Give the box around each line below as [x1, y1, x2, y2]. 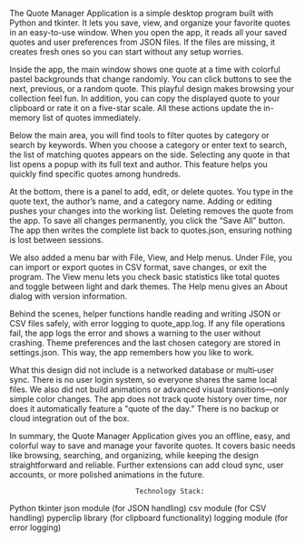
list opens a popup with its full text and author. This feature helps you [9, 159, 268, 169]
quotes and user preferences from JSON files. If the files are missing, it [9, 36, 275, 47]
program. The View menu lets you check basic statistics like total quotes [9, 272, 280, 282]
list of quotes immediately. [42, 113, 142, 123]
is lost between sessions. [9, 235, 104, 245]
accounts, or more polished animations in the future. [9, 469, 205, 480]
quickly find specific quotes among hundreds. [9, 168, 182, 179]
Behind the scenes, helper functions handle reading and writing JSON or [9, 308, 281, 319]
